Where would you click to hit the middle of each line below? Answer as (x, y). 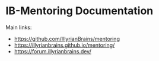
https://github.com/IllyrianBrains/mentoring (67, 38)
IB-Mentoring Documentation (79, 11)
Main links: (19, 27)
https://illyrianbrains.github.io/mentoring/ (64, 45)
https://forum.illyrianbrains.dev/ (53, 51)
